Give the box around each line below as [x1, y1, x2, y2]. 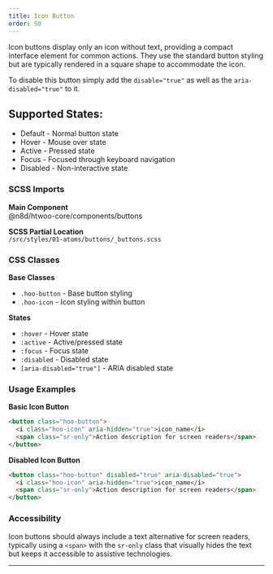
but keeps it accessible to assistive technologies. [8, 549, 172, 559]
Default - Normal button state [19, 129, 119, 138]
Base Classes [8, 272, 55, 282]
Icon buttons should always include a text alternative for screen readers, [8, 531, 250, 541]
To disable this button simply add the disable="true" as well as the [8, 75, 233, 85]
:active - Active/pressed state [19, 337, 123, 347]
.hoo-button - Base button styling [19, 288, 132, 298]
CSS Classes [8, 254, 60, 265]
